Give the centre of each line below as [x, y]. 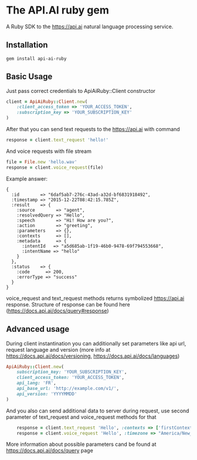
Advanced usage [38, 329]
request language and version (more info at [58, 349]
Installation [27, 45]
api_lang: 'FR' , [37, 383]
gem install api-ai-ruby [36, 59]
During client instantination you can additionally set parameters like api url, [96, 343]
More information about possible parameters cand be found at [81, 444]
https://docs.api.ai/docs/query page [50, 451]
